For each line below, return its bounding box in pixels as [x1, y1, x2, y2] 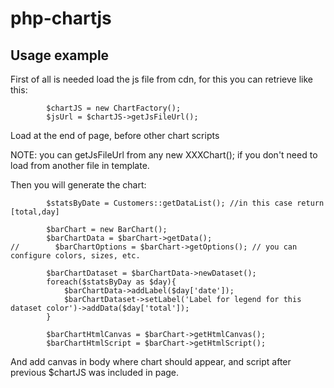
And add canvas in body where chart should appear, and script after [10, 356, 292, 367]
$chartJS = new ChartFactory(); [46, 103, 182, 113]
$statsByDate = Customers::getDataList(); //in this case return [46, 198, 325, 208]
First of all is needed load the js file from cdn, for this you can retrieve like [10, 73, 313, 85]
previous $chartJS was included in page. [10, 367, 180, 378]
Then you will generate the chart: [10, 179, 147, 191]
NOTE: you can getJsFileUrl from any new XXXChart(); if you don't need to [10, 149, 318, 161]
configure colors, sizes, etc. [10, 251, 141, 261]
